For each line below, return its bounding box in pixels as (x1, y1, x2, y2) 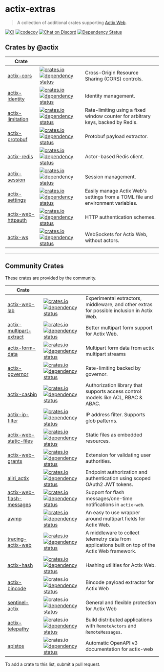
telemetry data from (85, 535, 131, 542)
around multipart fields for (85, 515, 145, 522)
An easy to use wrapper (85, 509, 141, 516)
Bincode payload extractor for (85, 579, 154, 586)
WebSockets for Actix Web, (84, 231, 148, 238)
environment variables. (84, 199, 138, 206)
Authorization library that (85, 382, 143, 388)
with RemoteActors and (85, 622, 137, 629)
